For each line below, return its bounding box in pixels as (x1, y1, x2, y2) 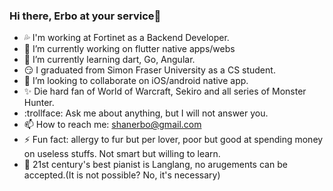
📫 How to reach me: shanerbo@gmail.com (23, 119, 202, 131)
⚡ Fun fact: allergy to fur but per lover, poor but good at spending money (23, 134, 324, 146)
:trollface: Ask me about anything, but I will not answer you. (23, 107, 269, 119)
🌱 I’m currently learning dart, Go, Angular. (23, 54, 196, 66)
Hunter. (23, 97, 55, 109)
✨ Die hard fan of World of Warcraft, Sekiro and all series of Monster (23, 85, 307, 98)
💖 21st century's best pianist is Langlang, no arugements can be (23, 159, 288, 171)
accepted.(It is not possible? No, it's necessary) (23, 169, 221, 181)
